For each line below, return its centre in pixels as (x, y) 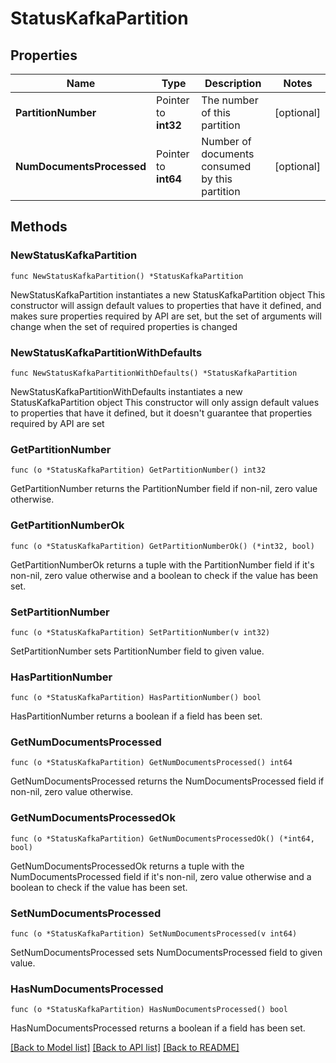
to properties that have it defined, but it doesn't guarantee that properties (161, 413)
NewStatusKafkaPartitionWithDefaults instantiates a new (126, 391)
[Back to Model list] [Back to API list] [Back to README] (125, 1048)
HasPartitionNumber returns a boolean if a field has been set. (136, 716)
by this (217, 179)
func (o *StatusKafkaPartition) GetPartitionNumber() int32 (138, 470)
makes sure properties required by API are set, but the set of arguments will (166, 316)
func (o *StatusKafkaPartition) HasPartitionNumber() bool (136, 698)
